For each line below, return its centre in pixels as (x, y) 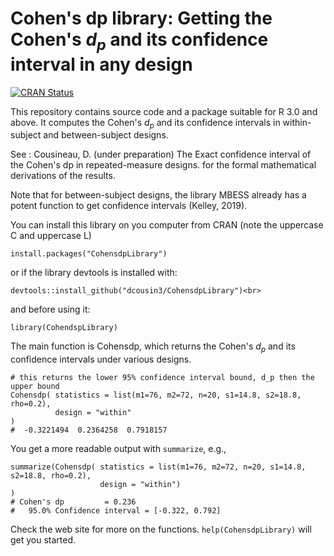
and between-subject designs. (106, 135)
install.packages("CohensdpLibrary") (89, 254)
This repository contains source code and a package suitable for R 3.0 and (164, 111)
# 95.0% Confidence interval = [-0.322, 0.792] (116, 511)
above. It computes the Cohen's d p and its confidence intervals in (145, 123)
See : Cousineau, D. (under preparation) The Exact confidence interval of (161, 154)
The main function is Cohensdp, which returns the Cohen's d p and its (153, 347)
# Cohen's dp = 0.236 (73, 502)
